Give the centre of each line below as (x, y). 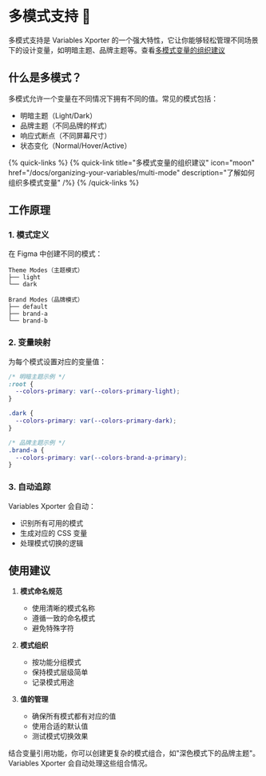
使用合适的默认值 (60, 726)
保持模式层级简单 (60, 672)
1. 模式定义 (29, 235)
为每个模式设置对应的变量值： (57, 362)
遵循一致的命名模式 (64, 618)
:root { (21, 384)
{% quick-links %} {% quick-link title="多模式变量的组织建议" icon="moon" (132, 162)
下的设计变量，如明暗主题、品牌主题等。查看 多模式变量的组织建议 (117, 50)
